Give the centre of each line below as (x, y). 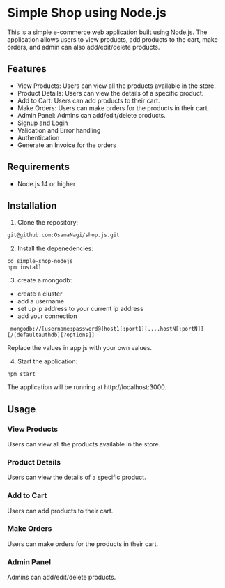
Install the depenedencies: (55, 248)
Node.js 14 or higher (46, 183)
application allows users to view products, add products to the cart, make (113, 39)
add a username (41, 301)
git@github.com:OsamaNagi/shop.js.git (63, 235)
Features (27, 69)
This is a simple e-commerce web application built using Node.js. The (107, 32)
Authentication (38, 137)
